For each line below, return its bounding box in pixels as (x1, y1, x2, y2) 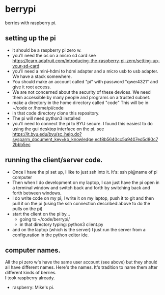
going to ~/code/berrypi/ (19, 216, 70, 222)
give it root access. (12, 84, 51, 90)
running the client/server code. (5, 156, 103, 164)
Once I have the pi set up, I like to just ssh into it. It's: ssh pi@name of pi (12, 169, 158, 175)
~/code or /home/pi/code (12, 105, 64, 111)
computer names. (5, 246, 60, 255)
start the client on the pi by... (12, 211, 70, 217)
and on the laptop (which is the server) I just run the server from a (12, 226, 146, 232)
